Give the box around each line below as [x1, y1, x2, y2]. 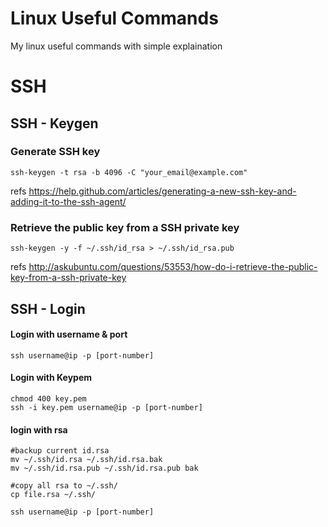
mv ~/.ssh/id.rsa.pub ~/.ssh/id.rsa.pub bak [10, 463, 199, 474]
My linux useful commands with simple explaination [10, 40, 223, 52]
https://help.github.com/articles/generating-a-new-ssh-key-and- [28, 185, 297, 197]
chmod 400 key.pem [10, 393, 87, 404]
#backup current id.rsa [10, 446, 110, 456]
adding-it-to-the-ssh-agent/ [10, 195, 127, 207]
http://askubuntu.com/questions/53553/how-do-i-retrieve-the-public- [28, 261, 318, 273]
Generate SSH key [10, 145, 101, 159]
